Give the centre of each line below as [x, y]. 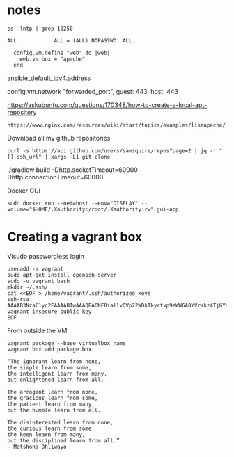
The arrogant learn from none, [53, 392]
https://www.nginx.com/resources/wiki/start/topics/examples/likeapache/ [117, 125]
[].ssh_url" [24, 157]
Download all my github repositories [59, 138]
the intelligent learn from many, [57, 374]
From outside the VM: [38, 330]
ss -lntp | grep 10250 [40, 29]
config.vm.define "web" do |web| [62, 53]
